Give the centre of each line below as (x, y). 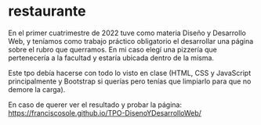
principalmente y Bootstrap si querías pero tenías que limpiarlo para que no (130, 81)
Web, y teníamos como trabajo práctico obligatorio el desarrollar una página (131, 41)
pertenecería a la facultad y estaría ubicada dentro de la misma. (111, 58)
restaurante (47, 11)
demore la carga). (37, 89)
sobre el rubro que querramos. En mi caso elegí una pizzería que (112, 49)
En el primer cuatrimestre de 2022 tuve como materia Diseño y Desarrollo (127, 33)
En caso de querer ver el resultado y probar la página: (95, 105)
